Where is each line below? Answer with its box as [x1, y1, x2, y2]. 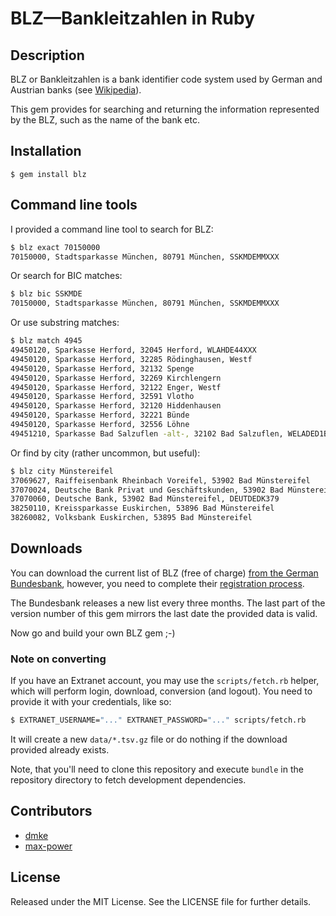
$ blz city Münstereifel [10, 466, 114, 476]
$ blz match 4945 [10, 336, 83, 346]
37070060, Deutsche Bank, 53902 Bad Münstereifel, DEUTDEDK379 [10, 494, 280, 504]
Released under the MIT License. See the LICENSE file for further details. [10, 895, 312, 907]
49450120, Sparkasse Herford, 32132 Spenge [10, 363, 195, 374]
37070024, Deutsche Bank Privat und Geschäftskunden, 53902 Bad [10, 485, 284, 495]
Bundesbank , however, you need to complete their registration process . [10, 577, 305, 589]
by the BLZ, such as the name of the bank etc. [10, 114, 201, 126]
